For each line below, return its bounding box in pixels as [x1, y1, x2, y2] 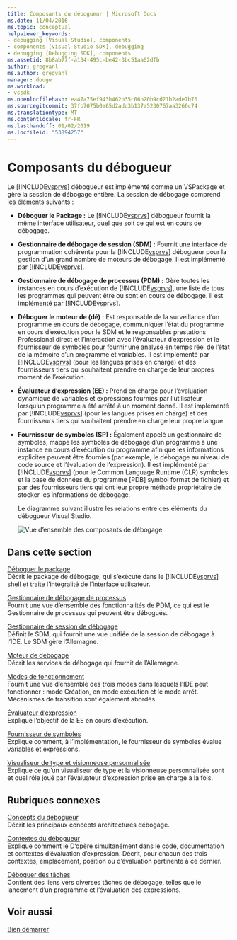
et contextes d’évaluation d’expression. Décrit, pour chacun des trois [7, 849, 207, 857]
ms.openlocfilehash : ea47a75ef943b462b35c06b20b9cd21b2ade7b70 [7, 96, 198, 103]
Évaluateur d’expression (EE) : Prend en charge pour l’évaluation [17, 386, 208, 395]
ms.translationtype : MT [7, 109, 78, 116]
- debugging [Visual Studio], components [7, 37, 132, 44]
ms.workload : [7, 83, 46, 90]
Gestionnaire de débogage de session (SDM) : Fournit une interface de [17, 240, 228, 248]
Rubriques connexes [7, 794, 100, 806]
